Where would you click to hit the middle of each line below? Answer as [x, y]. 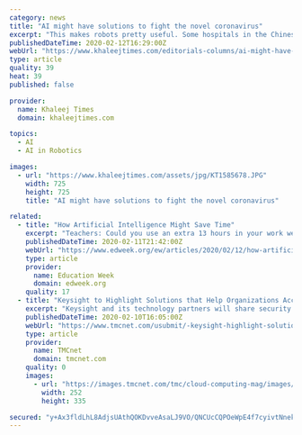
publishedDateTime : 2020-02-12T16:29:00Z [88, 43]
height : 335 [64, 401]
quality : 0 [46, 367]
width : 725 [46, 184]
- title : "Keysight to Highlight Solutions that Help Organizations [148, 301]
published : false [42, 85]
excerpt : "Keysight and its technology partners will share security [159, 309]
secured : [26, 417]
